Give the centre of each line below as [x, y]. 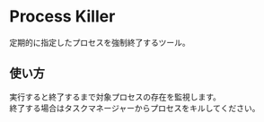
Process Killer [62, 17]
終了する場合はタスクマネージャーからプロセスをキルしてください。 [135, 108]
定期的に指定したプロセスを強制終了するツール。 [100, 42]
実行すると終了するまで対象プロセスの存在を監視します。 [115, 97]
